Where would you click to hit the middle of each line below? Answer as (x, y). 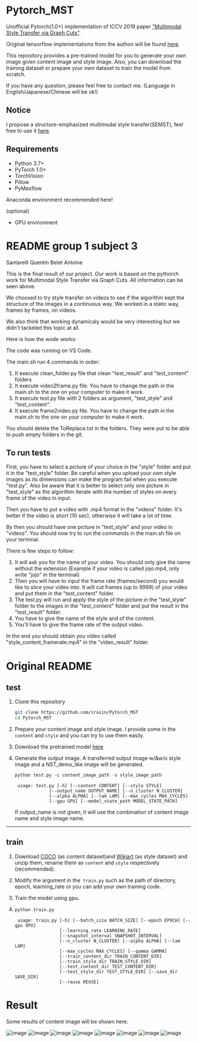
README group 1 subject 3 (72, 246)
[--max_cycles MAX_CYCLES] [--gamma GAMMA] (113, 951)
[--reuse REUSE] (79, 982)
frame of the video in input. (39, 498)
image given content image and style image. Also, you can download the (94, 62)
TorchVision (29, 176)
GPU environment (36, 222)
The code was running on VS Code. (49, 350)
